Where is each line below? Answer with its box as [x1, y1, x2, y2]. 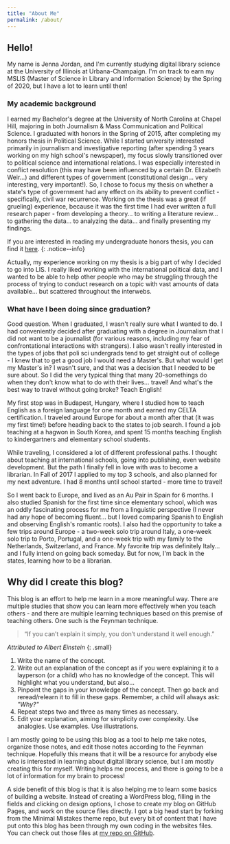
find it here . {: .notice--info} [7, 244, 86, 253]
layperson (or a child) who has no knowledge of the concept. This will [16, 670, 215, 679]
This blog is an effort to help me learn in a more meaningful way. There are [7, 594, 218, 602]
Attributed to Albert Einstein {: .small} [7, 643, 112, 651]
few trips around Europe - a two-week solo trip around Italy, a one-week [7, 527, 211, 535]
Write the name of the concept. [16, 656, 106, 664]
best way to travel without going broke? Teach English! [7, 385, 162, 393]
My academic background [7, 99, 96, 108]
